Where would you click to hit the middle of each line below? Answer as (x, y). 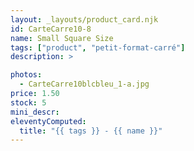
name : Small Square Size (62, 38)
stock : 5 (28, 102)
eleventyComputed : (48, 121)
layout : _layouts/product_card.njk (84, 19)
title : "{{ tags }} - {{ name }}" (91, 131)
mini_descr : (35, 112)
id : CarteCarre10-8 (51, 29)
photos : (26, 75)
